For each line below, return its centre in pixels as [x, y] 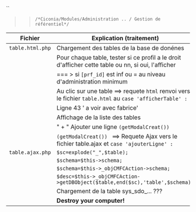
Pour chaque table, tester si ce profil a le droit [119, 58]
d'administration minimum [92, 81]
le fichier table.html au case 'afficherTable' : [122, 98]
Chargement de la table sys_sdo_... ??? [109, 191]
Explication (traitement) [125, 38]
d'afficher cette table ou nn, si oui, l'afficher [116, 65]
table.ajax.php [30, 152]
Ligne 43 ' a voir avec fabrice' [97, 108]
